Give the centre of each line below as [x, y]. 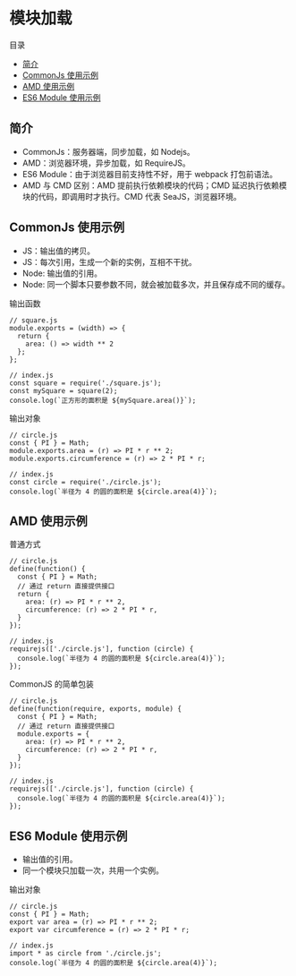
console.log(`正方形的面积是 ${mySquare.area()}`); [103, 400]
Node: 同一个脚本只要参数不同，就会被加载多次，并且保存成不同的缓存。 [156, 284]
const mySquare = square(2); [63, 390]
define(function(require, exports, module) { [95, 709]
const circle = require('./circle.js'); [86, 482]
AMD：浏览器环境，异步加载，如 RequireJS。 [106, 163]
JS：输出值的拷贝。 [59, 251]
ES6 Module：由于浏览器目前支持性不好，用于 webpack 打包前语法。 [150, 174]
